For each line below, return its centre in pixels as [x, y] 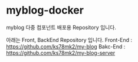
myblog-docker [45, 10]
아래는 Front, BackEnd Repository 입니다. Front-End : [69, 40]
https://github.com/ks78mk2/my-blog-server [61, 53]
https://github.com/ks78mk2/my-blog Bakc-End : [66, 46]
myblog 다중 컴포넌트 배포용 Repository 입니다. [61, 27]
